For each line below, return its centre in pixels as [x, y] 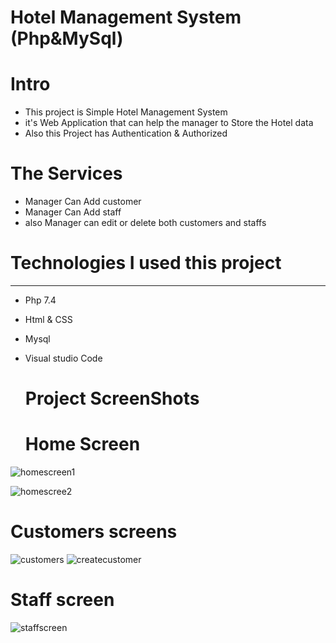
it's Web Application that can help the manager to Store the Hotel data [169, 123]
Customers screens [94, 532]
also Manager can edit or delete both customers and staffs [145, 223]
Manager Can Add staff [73, 212]
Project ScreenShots [112, 398]
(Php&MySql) [67, 38]
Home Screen [82, 444]
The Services [66, 173]
